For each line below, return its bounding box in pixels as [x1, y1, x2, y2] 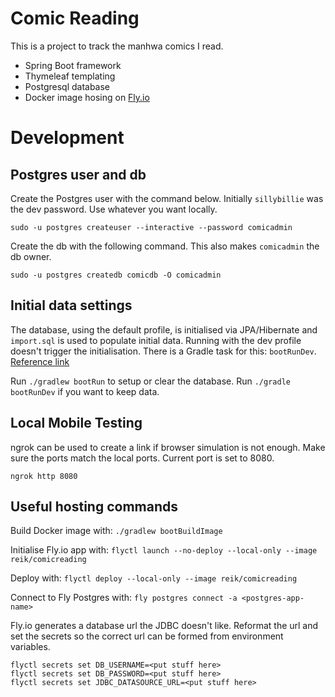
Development [10, 127, 125, 149]
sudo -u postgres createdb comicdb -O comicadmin [10, 270, 222, 280]
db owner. [10, 250, 52, 262]
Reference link [10, 355, 70, 367]
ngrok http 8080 [10, 471, 78, 481]
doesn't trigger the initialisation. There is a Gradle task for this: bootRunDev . [10, 345, 317, 357]
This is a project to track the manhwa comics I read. [10, 40, 224, 52]
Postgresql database [24, 80, 111, 92]
